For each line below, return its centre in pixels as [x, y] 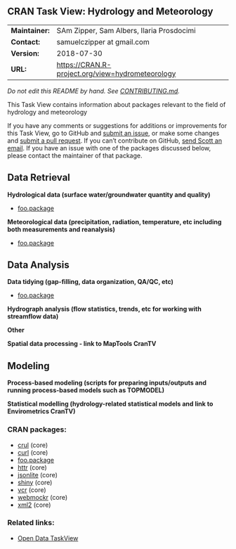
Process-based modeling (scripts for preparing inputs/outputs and [107, 383]
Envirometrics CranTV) [41, 411]
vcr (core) [32, 490]
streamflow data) [33, 316]
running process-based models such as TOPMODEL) [86, 390]
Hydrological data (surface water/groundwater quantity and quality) [109, 194]
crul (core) [33, 445]
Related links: [31, 523]
